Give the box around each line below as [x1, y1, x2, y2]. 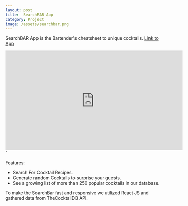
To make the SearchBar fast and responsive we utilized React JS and [5, 190, 149, 196]
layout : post [5, 7, 33, 13]
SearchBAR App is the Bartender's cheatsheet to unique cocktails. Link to [5, 35, 159, 41]
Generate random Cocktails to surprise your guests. [12, 175, 121, 181]
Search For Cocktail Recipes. [12, 170, 73, 176]
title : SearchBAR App [5, 12, 53, 17]
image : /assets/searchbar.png [5, 21, 69, 27]
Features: [5, 160, 25, 166]
